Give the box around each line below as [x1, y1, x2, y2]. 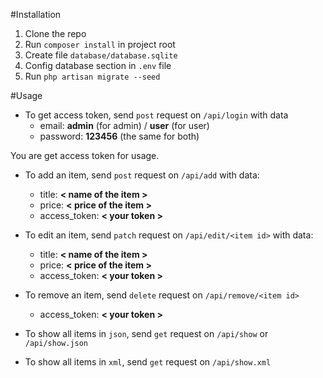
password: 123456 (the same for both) [39, 130, 200, 142]
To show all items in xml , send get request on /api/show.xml [24, 356, 272, 368]
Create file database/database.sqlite [24, 49, 178, 61]
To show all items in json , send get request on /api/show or [24, 328, 269, 339]
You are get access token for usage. [10, 150, 160, 161]
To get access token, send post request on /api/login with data [24, 109, 289, 121]
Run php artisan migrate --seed [24, 70, 161, 82]
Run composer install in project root [24, 39, 176, 50]
